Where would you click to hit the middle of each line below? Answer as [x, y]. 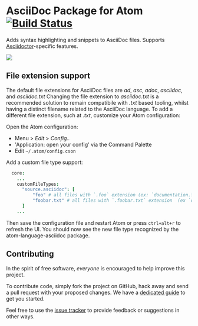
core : [18, 173]
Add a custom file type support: [45, 162]
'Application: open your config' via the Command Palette [83, 144]
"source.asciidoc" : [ [48, 190]
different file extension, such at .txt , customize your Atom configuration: [93, 115]
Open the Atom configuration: [42, 127]
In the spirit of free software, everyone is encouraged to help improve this [95, 268]
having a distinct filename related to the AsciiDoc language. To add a [90, 109]
